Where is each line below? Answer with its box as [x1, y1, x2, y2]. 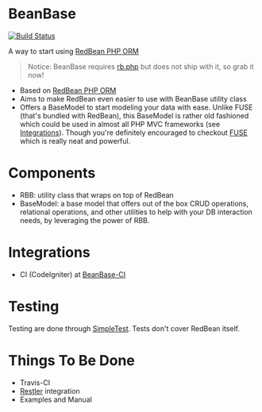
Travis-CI [19, 378, 51, 387]
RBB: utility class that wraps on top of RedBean [19, 190, 175, 199]
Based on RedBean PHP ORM [19, 85, 117, 95]
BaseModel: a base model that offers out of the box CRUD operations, [19, 198, 249, 208]
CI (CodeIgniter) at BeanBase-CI [19, 269, 126, 279]
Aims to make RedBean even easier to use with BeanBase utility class [19, 94, 248, 103]
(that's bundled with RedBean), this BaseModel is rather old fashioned [19, 110, 249, 120]
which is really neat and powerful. [19, 136, 131, 145]
